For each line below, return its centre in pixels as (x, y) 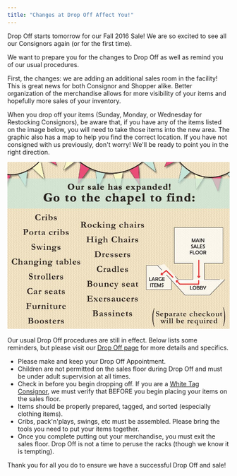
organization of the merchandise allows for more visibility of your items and (117, 93)
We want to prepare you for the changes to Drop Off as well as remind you (115, 57)
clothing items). (40, 414)
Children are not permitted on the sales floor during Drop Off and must (120, 369)
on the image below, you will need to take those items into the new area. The (119, 129)
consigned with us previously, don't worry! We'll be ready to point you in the (118, 144)
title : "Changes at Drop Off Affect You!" (71, 15)
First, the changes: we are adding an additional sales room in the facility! (113, 78)
